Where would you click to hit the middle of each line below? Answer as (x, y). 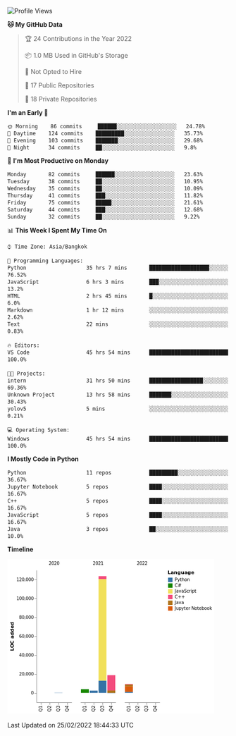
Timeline (20, 549)
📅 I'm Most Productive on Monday (58, 161)
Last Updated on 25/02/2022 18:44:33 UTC (70, 725)
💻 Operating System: (39, 430)
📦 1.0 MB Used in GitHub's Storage (76, 55)
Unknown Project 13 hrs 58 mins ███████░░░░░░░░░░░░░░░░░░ (118, 395)
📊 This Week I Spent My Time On (57, 230)
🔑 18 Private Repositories (61, 99)
